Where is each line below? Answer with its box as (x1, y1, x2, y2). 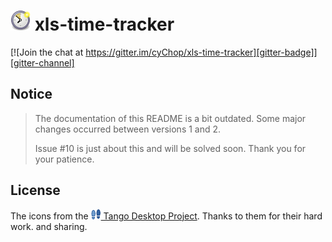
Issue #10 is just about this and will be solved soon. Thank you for (34, 142, 307, 154)
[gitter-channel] (10, 56, 75, 69)
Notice (10, 86, 53, 103)
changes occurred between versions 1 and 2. (34, 123, 222, 135)
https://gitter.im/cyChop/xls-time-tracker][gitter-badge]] (85, 46, 318, 58)
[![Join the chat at (10, 46, 84, 58)
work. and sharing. (10, 220, 88, 232)
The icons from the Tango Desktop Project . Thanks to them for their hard (10, 210, 323, 222)
